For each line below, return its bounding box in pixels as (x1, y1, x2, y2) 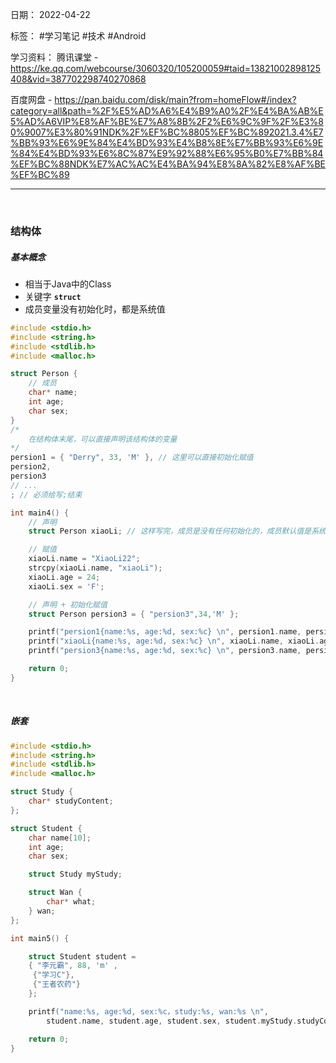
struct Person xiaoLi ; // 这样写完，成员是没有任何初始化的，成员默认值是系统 (28, 526, 327, 537)
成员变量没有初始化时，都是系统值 (24, 303, 166, 315)
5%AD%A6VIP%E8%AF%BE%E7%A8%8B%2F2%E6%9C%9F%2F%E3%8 (10, 116, 324, 127)
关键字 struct (24, 290, 82, 302)
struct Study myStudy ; (28, 869, 123, 880)
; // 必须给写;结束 (10, 489, 83, 500)
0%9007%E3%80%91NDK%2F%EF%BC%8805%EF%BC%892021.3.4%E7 (10, 126, 324, 138)
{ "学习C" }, (32, 970, 75, 980)
